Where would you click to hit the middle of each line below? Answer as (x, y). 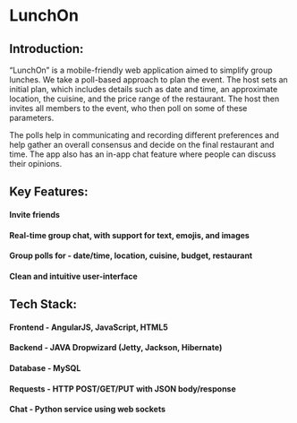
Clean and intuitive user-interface (74, 276)
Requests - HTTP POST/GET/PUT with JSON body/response (123, 388)
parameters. (32, 118)
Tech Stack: (43, 304)
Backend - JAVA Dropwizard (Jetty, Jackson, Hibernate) (116, 348)
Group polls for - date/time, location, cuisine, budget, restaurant (131, 255)
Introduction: (47, 49)
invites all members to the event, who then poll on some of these (128, 108)
